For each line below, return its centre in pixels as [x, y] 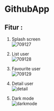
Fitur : [14, 27]
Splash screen [26, 39]
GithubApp [27, 9]
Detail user [22, 83]
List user [20, 54]
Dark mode [23, 98]
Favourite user [26, 69]
